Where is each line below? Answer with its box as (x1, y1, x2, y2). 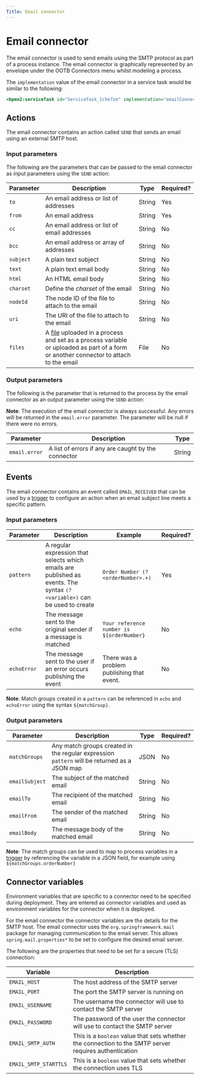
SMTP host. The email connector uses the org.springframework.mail (6, 923, 174, 931)
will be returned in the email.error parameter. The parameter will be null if (6, 414, 189, 421)
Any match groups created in (51, 742, 133, 750)
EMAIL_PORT (9, 989, 40, 995)
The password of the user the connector (73, 1015, 186, 1023)
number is (102, 626, 130, 632)
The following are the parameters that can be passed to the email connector (6, 163, 193, 171)
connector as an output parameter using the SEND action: (6, 396, 145, 403)
